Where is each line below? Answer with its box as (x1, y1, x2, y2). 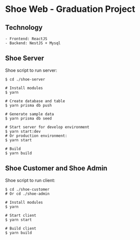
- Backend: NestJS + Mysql (5, 41, 61, 46)
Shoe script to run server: (5, 67, 57, 73)
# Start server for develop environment (5, 124, 90, 129)
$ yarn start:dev (5, 129, 41, 134)
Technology (5, 23, 43, 32)
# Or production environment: (5, 133, 68, 138)
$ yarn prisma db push (5, 103, 52, 108)
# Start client (5, 213, 37, 218)
